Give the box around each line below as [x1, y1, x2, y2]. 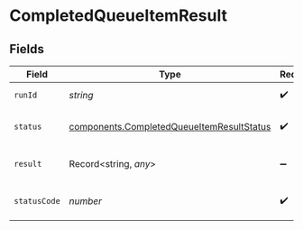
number [69, 195, 102, 207]
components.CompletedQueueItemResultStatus [69, 121, 271, 133]
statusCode [14, 196, 60, 206]
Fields [9, 41, 45, 57]
